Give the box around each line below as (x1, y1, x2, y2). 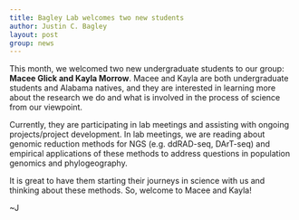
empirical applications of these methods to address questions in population (9, 148, 291, 159)
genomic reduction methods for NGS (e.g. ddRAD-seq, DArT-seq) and (9, 139, 270, 149)
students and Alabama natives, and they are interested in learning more (9, 82, 276, 93)
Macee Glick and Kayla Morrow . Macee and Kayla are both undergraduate (9, 73, 289, 84)
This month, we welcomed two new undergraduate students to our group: (9, 63, 285, 74)
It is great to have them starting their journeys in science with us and (9, 176, 265, 187)
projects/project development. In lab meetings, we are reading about (9, 129, 265, 140)
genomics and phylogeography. (9, 158, 129, 168)
